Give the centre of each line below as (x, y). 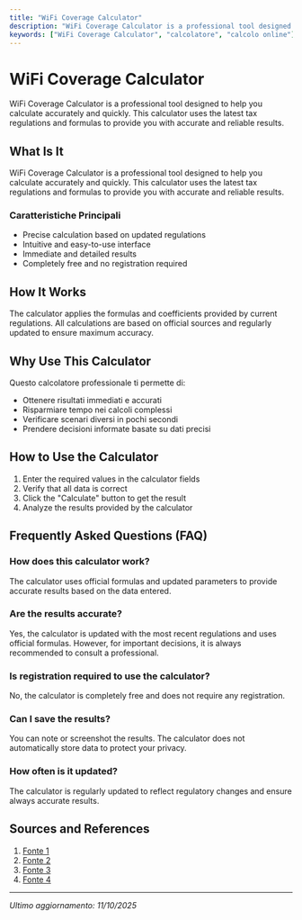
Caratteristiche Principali (65, 215)
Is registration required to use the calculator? (110, 676)
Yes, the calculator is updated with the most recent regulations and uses (143, 633)
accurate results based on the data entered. (90, 591)
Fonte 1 (36, 851)
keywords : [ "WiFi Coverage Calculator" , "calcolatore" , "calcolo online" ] (152, 34)
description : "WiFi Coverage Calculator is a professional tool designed (151, 26)
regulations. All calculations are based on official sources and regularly (141, 323)
